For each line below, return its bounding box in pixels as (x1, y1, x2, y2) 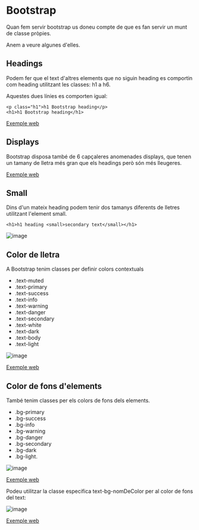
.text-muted (14, 277, 44, 284)
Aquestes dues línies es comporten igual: (6, 92, 108, 99)
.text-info (14, 296, 38, 304)
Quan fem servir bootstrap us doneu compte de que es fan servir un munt (6, 23, 188, 30)
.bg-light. (14, 453, 38, 460)
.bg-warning (14, 428, 46, 434)
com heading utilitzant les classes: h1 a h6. (6, 81, 111, 88)
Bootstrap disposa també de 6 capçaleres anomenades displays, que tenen (6, 153, 192, 160)
